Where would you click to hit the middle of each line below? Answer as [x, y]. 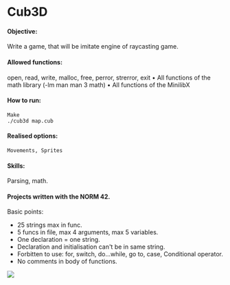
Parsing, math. [27, 181]
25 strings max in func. [49, 225]
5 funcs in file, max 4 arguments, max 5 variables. [88, 232]
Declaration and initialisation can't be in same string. [91, 247]
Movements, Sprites [35, 151]
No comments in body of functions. [67, 262]
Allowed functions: [35, 62]
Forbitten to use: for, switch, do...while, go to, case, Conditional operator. [120, 254]
